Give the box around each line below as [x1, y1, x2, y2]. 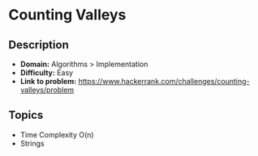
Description [8, 38, 69, 52]
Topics [8, 108, 44, 122]
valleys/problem [19, 85, 75, 95]
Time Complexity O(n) [19, 129, 95, 139]
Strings [19, 138, 45, 148]
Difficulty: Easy [19, 68, 74, 78]
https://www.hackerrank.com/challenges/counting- [78, 77, 250, 86]
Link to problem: [19, 77, 77, 86]
